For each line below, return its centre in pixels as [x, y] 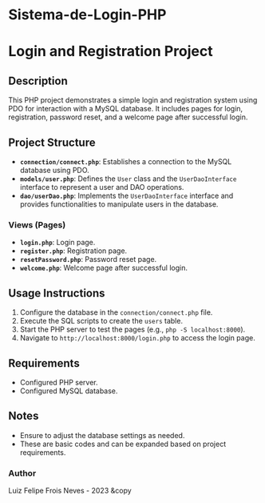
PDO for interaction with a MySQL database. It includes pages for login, [126, 109]
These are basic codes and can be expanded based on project [123, 444]
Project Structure [52, 142]
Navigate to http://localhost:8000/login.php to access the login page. [137, 338]
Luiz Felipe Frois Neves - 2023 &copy [70, 491]
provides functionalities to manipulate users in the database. [119, 204]
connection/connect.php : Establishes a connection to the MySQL [126, 161]
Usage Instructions [57, 293]
